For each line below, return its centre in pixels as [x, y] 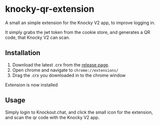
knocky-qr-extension [50, 9]
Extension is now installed [32, 85]
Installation [23, 53]
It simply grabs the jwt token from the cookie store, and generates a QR [78, 32]
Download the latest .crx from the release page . [61, 64]
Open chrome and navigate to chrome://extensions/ [65, 70]
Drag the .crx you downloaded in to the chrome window [69, 75]
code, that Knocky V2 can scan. [38, 37]
